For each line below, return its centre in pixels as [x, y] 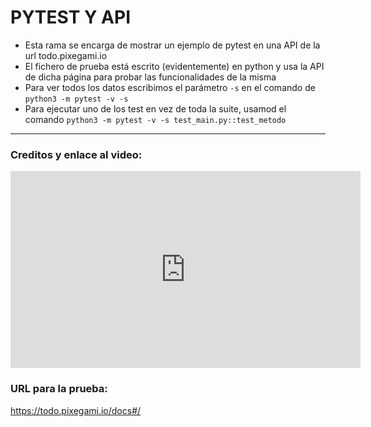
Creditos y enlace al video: [76, 154]
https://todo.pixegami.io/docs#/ [76, 410]
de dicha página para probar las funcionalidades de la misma [150, 77]
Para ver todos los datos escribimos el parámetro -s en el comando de [170, 87]
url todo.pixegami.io [66, 55]
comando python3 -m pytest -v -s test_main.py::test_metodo [155, 119]
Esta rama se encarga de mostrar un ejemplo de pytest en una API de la [172, 45]
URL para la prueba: [59, 389]
